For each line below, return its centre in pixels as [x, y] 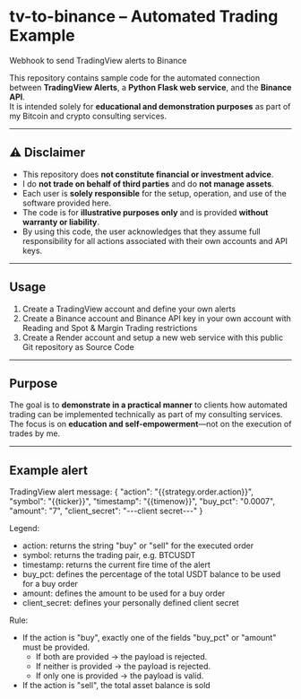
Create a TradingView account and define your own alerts [129, 309]
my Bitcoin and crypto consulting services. [88, 116]
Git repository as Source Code [78, 346]
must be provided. [56, 647]
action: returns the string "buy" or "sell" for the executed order [138, 546]
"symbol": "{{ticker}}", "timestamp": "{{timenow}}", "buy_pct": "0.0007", [142, 502]
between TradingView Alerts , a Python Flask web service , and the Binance [150, 87]
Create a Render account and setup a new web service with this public [153, 337]
